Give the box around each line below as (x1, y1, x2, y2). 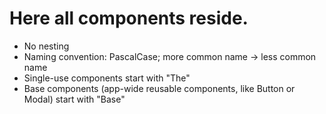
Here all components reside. (9, 7, 249, 30)
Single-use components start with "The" (23, 72, 191, 84)
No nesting (23, 40, 70, 52)
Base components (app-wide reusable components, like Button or (23, 82, 296, 94)
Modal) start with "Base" (23, 93, 126, 105)
